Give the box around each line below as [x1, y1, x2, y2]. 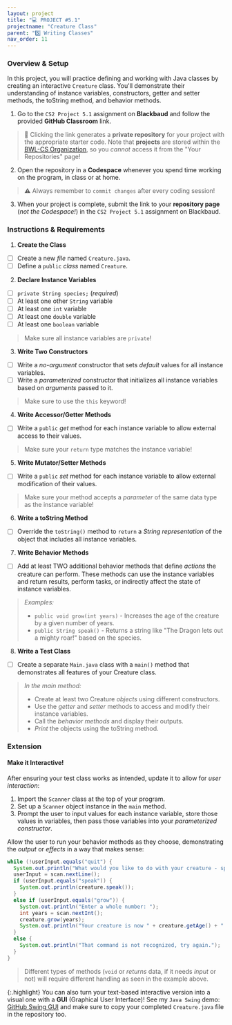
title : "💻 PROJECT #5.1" [7, 17, 81, 24]
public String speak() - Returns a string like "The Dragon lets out [34, 626, 223, 634]
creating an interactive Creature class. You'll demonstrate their [7, 82, 185, 90]
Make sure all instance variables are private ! [23, 334, 152, 342]
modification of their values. [17, 480, 97, 488]
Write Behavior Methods [17, 548, 89, 557]
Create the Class [17, 240, 67, 249]
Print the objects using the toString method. [34, 724, 159, 732]
